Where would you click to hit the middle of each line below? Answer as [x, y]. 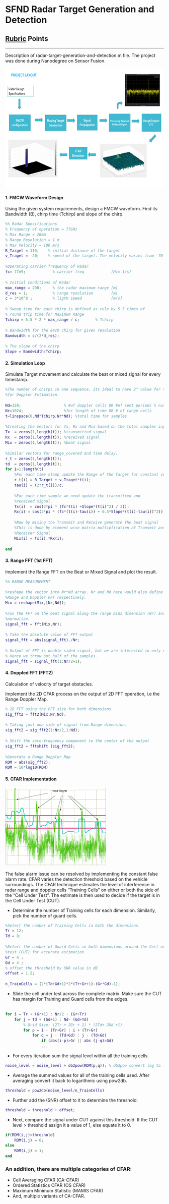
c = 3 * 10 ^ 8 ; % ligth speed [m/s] [64, 299]
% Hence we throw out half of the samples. [52, 656]
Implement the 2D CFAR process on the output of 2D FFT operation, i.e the [82, 694]
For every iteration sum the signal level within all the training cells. [81, 1056]
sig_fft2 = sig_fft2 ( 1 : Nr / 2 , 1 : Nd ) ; [43, 730]
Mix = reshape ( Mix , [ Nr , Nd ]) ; [36, 603]
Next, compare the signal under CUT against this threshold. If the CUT [85, 1120]
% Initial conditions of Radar [38, 282]
